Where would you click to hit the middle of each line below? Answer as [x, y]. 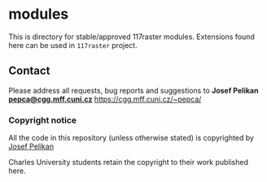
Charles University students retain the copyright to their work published [129, 162]
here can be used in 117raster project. [73, 45]
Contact [29, 71]
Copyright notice [43, 120]
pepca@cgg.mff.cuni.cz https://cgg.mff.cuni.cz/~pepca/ [105, 99]
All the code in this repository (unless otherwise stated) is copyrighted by [131, 138]
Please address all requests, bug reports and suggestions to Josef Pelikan [133, 90]
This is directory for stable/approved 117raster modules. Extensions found [131, 37]
